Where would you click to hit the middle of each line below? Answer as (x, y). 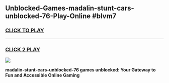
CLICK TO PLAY (25, 31)
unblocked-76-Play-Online (48, 16)
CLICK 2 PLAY (23, 49)
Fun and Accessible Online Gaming (43, 75)
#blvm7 (104, 16)
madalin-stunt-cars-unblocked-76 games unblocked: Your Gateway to (80, 69)
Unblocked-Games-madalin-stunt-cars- (70, 8)
